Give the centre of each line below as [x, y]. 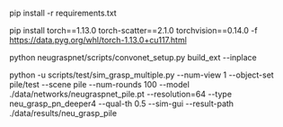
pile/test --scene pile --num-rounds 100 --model [100, 84]
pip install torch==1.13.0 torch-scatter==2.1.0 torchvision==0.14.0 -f [133, 30]
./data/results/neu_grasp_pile [63, 113]
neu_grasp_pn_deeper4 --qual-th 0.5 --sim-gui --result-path [122, 104]
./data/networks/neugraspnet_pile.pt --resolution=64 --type [120, 94]
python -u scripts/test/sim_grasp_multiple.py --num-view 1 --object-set [141, 75]
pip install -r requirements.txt [63, 13]
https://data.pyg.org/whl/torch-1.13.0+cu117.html [98, 40]
